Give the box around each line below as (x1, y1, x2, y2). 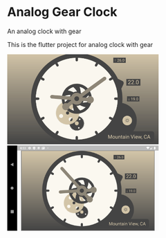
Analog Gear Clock (7, 4, 118, 20)
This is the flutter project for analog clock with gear (7, 40, 154, 48)
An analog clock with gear (7, 27, 82, 35)
